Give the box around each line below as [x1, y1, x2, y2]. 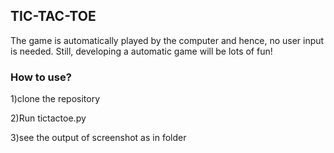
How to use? [10, 70, 72, 84]
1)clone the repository [10, 93, 101, 105]
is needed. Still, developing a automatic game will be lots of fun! [10, 45, 273, 57]
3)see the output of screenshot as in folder [10, 132, 187, 144]
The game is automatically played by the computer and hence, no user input [10, 34, 325, 46]
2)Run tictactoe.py [10, 112, 87, 124]
